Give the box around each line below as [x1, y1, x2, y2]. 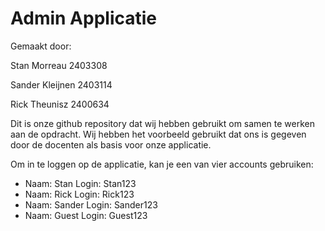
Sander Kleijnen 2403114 [10, 78, 113, 91]
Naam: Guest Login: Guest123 [24, 209, 148, 221]
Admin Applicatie [10, 7, 158, 30]
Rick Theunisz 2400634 [10, 98, 110, 110]
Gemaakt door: [10, 40, 72, 52]
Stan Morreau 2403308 [10, 59, 108, 71]
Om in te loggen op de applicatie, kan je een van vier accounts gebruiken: [10, 158, 314, 170]
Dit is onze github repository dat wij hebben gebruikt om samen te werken [10, 117, 315, 129]
